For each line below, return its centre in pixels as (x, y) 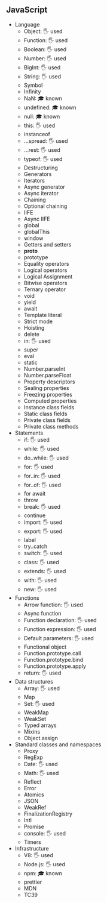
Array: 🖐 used (42, 688)
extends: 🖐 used (45, 571)
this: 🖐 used (39, 125)
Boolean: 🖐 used (45, 49)
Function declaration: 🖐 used (60, 620)
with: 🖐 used (40, 580)
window (33, 238)
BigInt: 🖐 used (42, 67)
